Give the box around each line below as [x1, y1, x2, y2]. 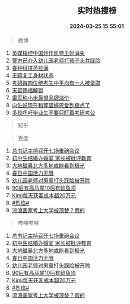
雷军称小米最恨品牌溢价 [11, 94, 69, 101]
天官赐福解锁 [11, 86, 43, 94]
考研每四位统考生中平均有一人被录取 [11, 79, 101, 86]
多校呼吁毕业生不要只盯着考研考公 [11, 109, 96, 116]
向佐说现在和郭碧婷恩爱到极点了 [11, 101, 90, 108]
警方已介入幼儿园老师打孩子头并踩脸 [11, 57, 101, 64]
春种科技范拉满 [11, 64, 49, 72]
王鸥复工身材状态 [11, 72, 54, 79]
